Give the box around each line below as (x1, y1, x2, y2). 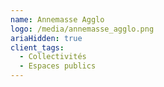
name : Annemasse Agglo (10, 14, 105, 25)
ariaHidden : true (10, 33, 83, 43)
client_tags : (10, 42, 65, 53)
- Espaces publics (19, 61, 97, 71)
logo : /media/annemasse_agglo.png (10, 24, 155, 34)
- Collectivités (19, 52, 87, 62)
